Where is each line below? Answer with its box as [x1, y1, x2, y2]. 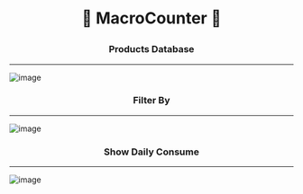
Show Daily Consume [103, 145, 200, 158]
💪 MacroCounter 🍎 [81, 8, 222, 29]
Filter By [133, 94, 170, 107]
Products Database [108, 43, 195, 56]
